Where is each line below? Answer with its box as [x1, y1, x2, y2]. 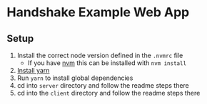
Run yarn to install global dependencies [16, 74, 133, 82]
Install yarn [16, 67, 50, 74]
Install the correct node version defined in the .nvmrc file [16, 51, 183, 59]
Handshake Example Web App [6, 4, 190, 21]
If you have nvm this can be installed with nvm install [27, 59, 187, 67]
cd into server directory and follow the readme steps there [16, 81, 190, 89]
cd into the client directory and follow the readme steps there [16, 89, 201, 97]
